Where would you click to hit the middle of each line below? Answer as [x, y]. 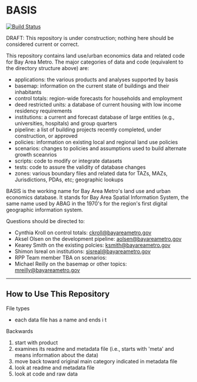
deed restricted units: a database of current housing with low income [98, 104]
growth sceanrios [36, 154]
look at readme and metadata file [55, 367]
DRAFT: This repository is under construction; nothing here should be [90, 38]
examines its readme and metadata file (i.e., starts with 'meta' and [94, 348]
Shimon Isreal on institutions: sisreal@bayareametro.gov [83, 251]
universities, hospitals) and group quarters [66, 123]
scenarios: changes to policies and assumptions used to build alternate [100, 148]
